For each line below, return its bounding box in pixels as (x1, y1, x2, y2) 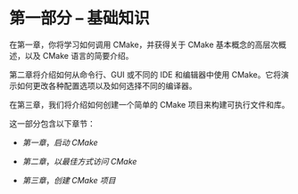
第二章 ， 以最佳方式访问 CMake (21, 156, 137, 166)
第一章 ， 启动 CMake (21, 137, 98, 148)
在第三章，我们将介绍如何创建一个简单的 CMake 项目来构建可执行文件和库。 (9, 99, 290, 109)
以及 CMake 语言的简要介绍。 (24, 50, 134, 61)
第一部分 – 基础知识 (9, 8, 150, 28)
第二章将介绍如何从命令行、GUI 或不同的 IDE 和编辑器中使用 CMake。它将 (9, 69, 281, 80)
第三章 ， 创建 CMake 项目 (21, 174, 116, 185)
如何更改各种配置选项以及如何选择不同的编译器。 (16, 80, 197, 91)
